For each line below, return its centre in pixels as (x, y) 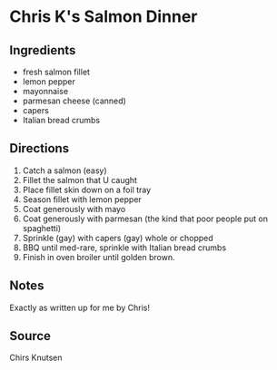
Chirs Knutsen (36, 358)
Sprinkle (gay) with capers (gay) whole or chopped (118, 238)
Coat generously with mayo (74, 209)
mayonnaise (45, 91)
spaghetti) (42, 228)
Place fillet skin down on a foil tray (87, 190)
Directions (40, 148)
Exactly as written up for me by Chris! (79, 307)
